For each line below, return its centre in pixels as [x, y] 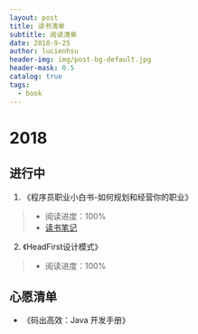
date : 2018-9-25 [40, 43]
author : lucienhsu [44, 51]
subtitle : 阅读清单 [43, 34]
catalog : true [36, 77]
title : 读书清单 [37, 26]
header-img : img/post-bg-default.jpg [80, 60]
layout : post [34, 18]
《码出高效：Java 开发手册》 [76, 320]
